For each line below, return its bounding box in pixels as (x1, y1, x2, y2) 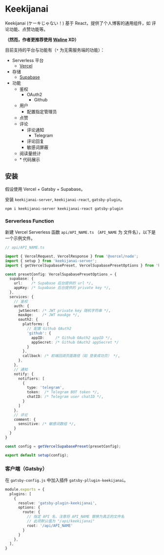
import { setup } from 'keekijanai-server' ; (5, 258, 97, 263)
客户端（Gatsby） (5, 465, 48, 472)
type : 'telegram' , (26, 385, 64, 390)
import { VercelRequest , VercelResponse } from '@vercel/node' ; (5, 254, 139, 259)
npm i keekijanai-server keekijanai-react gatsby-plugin (5, 206, 123, 211)
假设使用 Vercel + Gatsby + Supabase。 (5, 186, 85, 192)
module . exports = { (5, 487, 45, 492)
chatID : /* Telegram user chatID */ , (26, 394, 104, 399)
